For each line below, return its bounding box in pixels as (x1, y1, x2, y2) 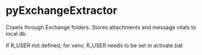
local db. (5, 30, 28, 37)
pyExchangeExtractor (5, 4, 117, 18)
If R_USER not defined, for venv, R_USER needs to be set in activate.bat (5, 42, 183, 49)
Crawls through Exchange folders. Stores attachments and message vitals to (5, 24, 197, 31)
